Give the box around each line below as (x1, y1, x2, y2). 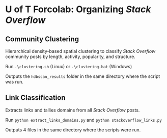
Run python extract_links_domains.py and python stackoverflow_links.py (5, 117, 162, 123)
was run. (5, 79, 24, 85)
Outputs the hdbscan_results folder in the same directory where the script (5, 73, 160, 79)
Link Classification (5, 93, 66, 102)
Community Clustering (5, 35, 79, 43)
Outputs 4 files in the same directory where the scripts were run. (5, 126, 141, 133)
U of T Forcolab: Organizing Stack (5, 4, 151, 15)
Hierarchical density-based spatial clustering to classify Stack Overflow (5, 48, 156, 54)
